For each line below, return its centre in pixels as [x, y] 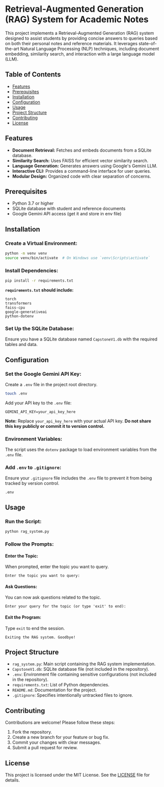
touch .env [16, 393]
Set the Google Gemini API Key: [43, 374]
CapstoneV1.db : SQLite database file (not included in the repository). [81, 669]
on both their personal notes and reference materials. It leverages [71, 43]
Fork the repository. [32, 732]
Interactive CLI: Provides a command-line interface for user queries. [82, 171]
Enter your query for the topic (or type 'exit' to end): [66, 606]
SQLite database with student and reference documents [69, 209]
